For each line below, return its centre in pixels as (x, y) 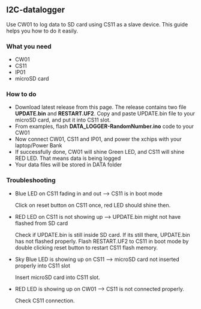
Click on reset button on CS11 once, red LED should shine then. (93, 205)
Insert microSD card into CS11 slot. (57, 277)
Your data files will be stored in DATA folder (68, 165)
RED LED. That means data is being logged (68, 158)
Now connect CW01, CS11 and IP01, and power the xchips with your (98, 139)
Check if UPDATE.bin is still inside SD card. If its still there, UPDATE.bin (102, 234)
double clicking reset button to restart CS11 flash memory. (86, 247)
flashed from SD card (41, 223)
